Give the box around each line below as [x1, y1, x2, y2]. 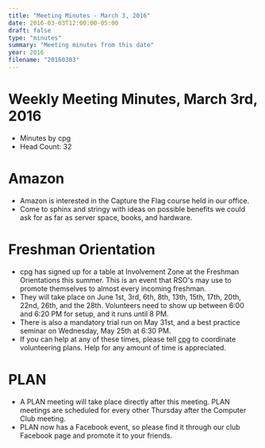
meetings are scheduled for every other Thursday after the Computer [19, 405, 247, 415]
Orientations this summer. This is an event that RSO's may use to [19, 275, 232, 284]
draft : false [8, 26, 52, 34]
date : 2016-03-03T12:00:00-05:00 [8, 19, 119, 27]
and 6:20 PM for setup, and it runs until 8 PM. [19, 309, 169, 319]
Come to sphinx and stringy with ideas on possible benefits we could [19, 204, 246, 214]
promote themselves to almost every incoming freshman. [19, 284, 206, 293]
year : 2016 [8, 48, 44, 56]
